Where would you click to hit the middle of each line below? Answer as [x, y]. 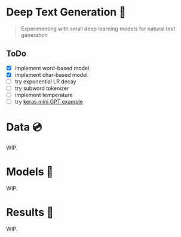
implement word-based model [52, 68]
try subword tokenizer [42, 88]
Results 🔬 [30, 212]
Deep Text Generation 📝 [66, 12]
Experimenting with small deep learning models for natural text [98, 29]
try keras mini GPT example [49, 102]
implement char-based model [51, 74]
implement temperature [44, 95]
